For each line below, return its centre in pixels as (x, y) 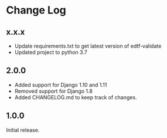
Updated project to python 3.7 (51, 52)
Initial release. (23, 130)
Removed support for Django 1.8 (53, 91)
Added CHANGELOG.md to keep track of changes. (76, 97)
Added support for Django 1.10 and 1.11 (61, 85)
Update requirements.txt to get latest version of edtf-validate (88, 46)
